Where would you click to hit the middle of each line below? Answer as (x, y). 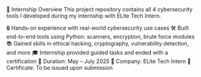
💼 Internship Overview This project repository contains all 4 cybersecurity (100, 9)
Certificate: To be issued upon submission (60, 68)
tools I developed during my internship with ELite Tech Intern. (84, 16)
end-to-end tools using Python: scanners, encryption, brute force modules (100, 37)
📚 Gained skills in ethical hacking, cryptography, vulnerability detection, (98, 43)
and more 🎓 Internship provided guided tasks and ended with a (87, 52)
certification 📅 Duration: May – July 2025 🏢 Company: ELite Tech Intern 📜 (99, 61)
